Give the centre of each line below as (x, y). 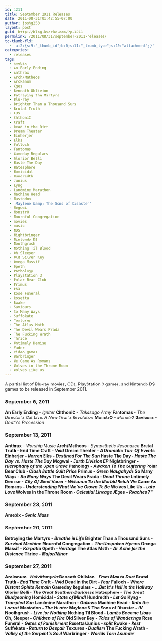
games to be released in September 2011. (46, 389)
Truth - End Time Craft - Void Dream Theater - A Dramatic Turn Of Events (80, 451)
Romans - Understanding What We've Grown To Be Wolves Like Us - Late (80, 487)
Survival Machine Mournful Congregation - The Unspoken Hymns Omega (81, 543)
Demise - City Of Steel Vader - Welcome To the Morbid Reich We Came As (81, 482)
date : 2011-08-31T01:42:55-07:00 (39, 18)
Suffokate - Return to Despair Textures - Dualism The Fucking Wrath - (77, 628)
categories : (17, 50)
